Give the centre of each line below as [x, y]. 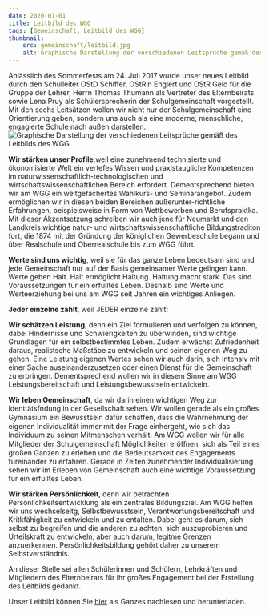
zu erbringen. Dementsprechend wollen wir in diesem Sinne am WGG [123, 376]
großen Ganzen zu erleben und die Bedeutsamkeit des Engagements [122, 453]
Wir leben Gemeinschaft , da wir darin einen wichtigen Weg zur [113, 400]
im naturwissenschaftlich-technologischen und [86, 176]
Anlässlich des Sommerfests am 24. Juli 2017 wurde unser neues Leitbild [129, 76]
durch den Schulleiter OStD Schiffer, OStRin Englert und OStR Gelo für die [130, 84]
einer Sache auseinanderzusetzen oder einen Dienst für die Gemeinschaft [130, 367]
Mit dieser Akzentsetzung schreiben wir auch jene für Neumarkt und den [128, 219]
